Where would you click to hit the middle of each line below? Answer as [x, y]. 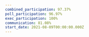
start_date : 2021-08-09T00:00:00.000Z [44, 27]
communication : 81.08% [28, 23]
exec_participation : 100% [31, 18]
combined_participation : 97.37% [38, 9]
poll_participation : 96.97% [34, 14]
